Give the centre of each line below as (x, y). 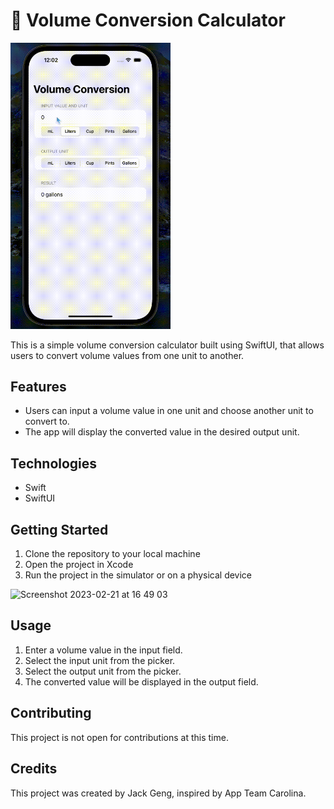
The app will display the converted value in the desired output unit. (162, 432)
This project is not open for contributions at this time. (119, 737)
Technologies (54, 463)
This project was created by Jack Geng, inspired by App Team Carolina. (158, 793)
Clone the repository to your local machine (112, 554)
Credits (34, 769)
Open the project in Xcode (79, 565)
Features (38, 387)
